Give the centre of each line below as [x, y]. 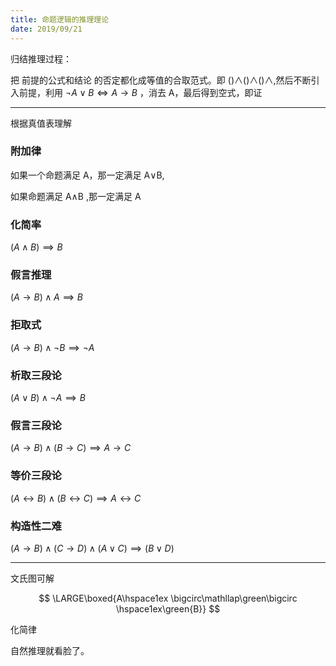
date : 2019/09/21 [46, 29]
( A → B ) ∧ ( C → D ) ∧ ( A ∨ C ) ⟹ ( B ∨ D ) [92, 548]
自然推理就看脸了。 [50, 650]
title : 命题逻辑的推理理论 [60, 19]
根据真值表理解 [41, 123]
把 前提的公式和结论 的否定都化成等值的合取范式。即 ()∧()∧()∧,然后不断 [161, 80]
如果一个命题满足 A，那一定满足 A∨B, [87, 175]
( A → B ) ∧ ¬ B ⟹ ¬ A [52, 347]
